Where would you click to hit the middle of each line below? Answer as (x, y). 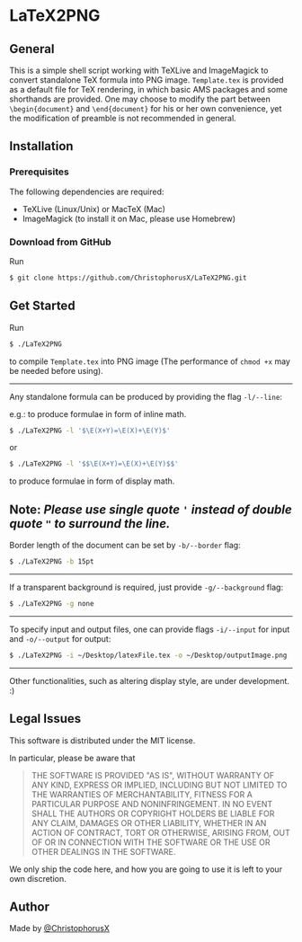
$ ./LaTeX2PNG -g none (52, 603)
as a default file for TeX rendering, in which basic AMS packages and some (148, 89)
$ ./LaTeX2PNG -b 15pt (52, 562)
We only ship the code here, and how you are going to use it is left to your (146, 869)
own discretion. (38, 878)
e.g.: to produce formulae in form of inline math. (98, 413)
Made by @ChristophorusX (60, 929)
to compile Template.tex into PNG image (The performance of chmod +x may (150, 361)
